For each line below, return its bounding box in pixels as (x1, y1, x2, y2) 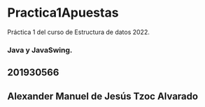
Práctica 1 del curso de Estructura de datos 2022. (7, 28, 150, 36)
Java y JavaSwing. (7, 45, 73, 55)
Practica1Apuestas (7, 5, 119, 21)
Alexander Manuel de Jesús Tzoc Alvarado (7, 90, 198, 102)
